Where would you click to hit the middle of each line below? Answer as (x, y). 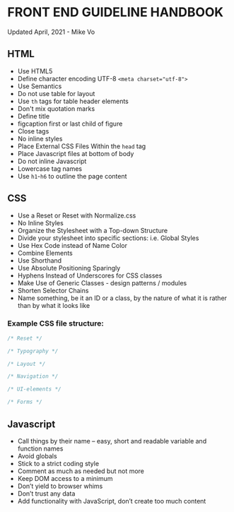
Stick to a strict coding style (58, 463)
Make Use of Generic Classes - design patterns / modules (102, 282)
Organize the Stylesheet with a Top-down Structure (93, 230)
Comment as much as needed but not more (81, 471)
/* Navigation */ (33, 376)
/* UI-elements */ (34, 389)
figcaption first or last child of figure (70, 124)
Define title (34, 116)
